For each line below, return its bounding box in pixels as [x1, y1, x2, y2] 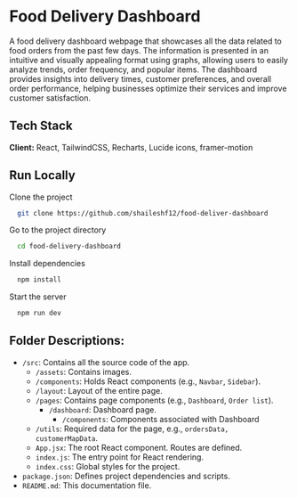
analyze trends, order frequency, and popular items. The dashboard [9, 64, 258, 75]
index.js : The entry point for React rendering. [35, 452, 205, 462]
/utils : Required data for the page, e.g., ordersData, [35, 423, 229, 434]
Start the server [9, 291, 67, 302]
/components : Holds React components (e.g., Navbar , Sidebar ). [35, 376, 261, 387]
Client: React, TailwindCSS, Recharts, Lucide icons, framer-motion [9, 142, 253, 152]
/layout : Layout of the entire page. [35, 385, 163, 396]
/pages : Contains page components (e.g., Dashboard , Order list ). [35, 395, 274, 405]
